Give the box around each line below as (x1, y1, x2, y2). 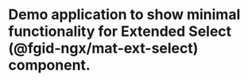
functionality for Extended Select (8, 22, 232, 40)
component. (8, 56, 91, 75)
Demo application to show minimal (8, 6, 241, 24)
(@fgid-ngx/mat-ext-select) (8, 40, 199, 57)
